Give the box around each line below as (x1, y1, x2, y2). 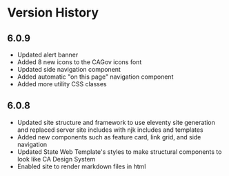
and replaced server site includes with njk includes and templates (17, 126, 203, 134)
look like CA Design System (17, 155, 96, 163)
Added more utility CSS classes (17, 80, 107, 88)
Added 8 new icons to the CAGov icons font (17, 58, 142, 66)
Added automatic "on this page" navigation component (17, 72, 174, 81)
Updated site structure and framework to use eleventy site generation (17, 118, 215, 126)
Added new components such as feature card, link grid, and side (17, 133, 201, 141)
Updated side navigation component (17, 66, 121, 73)
